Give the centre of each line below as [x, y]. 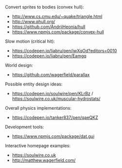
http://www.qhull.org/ [34, 22]
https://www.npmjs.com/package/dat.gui [53, 136]
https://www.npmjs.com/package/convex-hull [58, 32]
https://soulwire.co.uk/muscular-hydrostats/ [56, 99]
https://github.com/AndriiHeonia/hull [49, 27]
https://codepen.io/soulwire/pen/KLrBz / [52, 93]
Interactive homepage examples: [38, 146]
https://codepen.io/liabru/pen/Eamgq [49, 56]
